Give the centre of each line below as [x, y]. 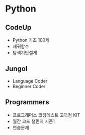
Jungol [16, 69]
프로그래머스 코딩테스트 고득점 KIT [46, 115]
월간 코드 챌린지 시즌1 [34, 121]
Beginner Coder [29, 86]
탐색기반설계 [25, 53]
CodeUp [18, 27]
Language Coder [30, 81]
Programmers [27, 102]
